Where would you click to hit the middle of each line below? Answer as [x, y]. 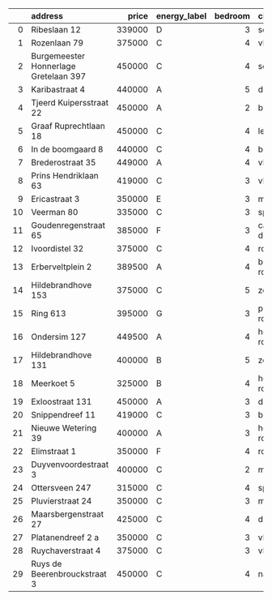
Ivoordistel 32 [57, 249]
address [47, 16]
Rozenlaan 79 [57, 43]
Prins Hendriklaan [65, 176]
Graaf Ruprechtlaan [68, 126]
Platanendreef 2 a [65, 537]
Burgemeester [58, 56]
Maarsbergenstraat [68, 514]
